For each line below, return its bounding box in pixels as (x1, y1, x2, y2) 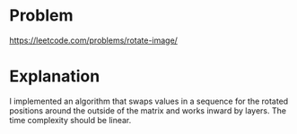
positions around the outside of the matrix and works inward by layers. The (9, 105, 287, 116)
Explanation (9, 66, 100, 87)
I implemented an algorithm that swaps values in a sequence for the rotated (9, 96, 289, 106)
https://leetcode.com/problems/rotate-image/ (9, 35, 178, 46)
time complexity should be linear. (9, 114, 132, 125)
